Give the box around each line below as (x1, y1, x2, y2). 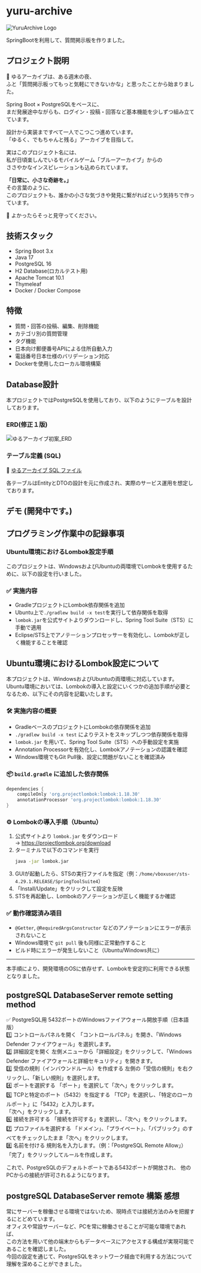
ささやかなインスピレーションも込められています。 (6, 163, 132, 171)
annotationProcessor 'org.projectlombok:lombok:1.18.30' (17, 797, 162, 803)
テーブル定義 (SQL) (6, 452, 62, 460)
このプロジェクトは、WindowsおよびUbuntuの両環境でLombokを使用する (6, 563, 188, 570)
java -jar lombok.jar (14, 859, 69, 865)
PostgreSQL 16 (14, 260, 52, 267)
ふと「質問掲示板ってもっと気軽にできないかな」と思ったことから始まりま (6, 80, 190, 88)
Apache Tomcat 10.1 (14, 274, 65, 281)
